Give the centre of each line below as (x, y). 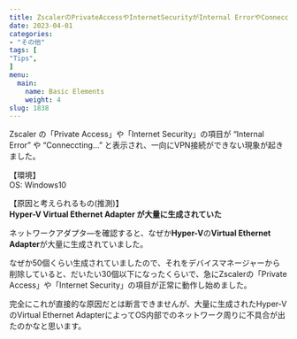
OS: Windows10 (38, 185)
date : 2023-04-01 (41, 26)
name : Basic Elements (65, 91)
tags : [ (23, 50)
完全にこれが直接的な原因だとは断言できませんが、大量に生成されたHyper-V (148, 304)
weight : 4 (43, 100)
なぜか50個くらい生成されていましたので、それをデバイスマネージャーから (145, 263)
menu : (19, 75)
